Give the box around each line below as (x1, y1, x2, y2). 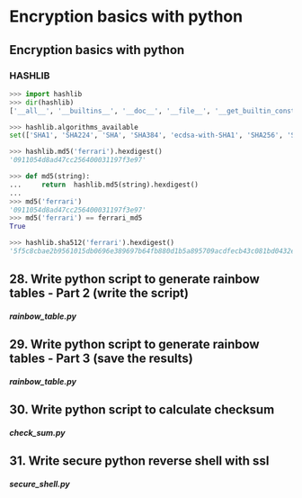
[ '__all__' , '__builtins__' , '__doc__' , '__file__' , (9, 106, 211, 115)
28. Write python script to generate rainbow (9, 272, 261, 287)
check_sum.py (9, 427, 66, 438)
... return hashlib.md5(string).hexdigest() (9, 180, 200, 189)
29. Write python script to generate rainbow (9, 337, 260, 352)
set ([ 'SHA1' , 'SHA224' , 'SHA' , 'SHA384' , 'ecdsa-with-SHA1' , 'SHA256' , (9, 131, 283, 140)
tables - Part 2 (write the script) (9, 285, 189, 301)
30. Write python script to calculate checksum (9, 403, 275, 418)
